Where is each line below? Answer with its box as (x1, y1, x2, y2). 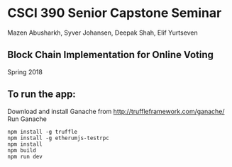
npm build (7, 146, 37, 154)
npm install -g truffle (7, 128, 78, 135)
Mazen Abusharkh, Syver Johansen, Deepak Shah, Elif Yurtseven (7, 28, 199, 37)
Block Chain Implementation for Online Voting (7, 49, 214, 61)
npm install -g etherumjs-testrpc (7, 134, 110, 142)
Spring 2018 (7, 67, 43, 76)
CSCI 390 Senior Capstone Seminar (7, 5, 222, 21)
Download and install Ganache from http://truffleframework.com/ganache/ (7, 107, 225, 115)
